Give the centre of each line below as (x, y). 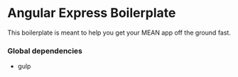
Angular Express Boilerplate (92, 13)
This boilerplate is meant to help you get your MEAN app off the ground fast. (119, 32)
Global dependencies (45, 51)
